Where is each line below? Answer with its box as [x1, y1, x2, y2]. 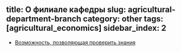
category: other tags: [82, 14, 164, 24]
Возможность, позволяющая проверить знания [14, 38, 136, 46]
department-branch [6, 14, 82, 24]
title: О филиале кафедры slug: [6, 5, 126, 15]
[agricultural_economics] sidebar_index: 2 [6, 23, 167, 33]
